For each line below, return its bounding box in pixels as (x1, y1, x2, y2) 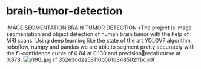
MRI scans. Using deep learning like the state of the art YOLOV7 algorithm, (6, 37, 193, 44)
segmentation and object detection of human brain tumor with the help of (6, 30, 189, 37)
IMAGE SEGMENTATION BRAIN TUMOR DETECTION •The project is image (6, 24, 193, 31)
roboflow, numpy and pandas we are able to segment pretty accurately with (6, 43, 195, 50)
